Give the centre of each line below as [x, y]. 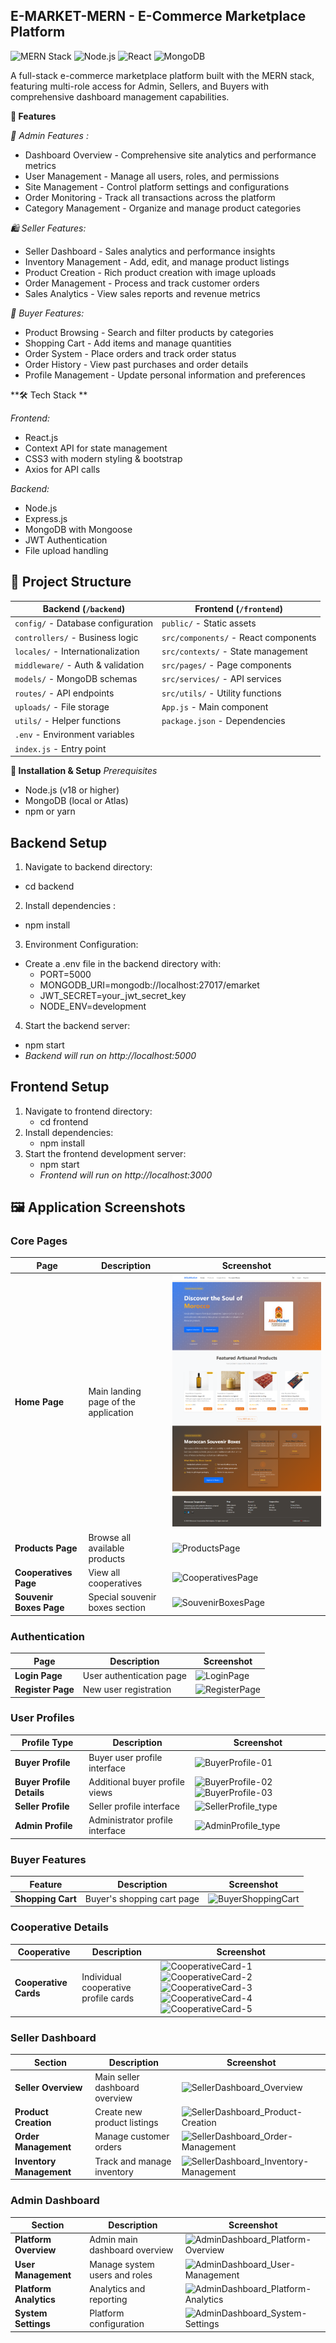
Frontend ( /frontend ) [238, 609]
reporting [108, 2299]
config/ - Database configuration [83, 623]
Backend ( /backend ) [84, 609]
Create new [118, 2112]
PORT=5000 [65, 974]
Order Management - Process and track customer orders [142, 283]
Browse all [110, 1537]
